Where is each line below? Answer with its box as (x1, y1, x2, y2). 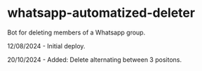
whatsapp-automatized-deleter (7, 5, 195, 21)
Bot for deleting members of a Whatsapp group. (7, 28, 146, 37)
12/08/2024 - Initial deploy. (7, 41, 86, 50)
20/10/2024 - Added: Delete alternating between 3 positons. (7, 55, 182, 64)
